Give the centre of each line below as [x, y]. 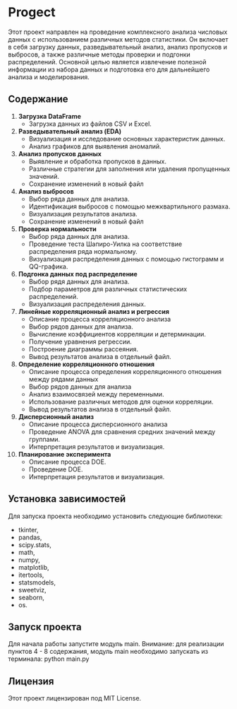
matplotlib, [34, 567]
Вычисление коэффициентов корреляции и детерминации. [117, 334]
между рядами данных [63, 379]
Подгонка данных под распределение [78, 274]
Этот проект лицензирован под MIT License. [75, 698]
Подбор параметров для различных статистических [108, 289]
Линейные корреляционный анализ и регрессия [94, 311]
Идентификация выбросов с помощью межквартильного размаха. [129, 206]
